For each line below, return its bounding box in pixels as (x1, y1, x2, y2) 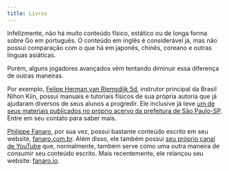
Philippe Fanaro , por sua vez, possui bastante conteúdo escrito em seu (7, 127, 208, 135)
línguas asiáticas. (7, 51, 56, 59)
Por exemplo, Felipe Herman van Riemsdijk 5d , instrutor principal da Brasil (7, 84, 217, 93)
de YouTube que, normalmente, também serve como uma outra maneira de (7, 141, 220, 150)
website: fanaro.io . (7, 156, 60, 165)
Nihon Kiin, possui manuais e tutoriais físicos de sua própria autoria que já (7, 92, 217, 100)
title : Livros (7, 10, 48, 17)
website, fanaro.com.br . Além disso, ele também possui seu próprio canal (7, 135, 215, 143)
